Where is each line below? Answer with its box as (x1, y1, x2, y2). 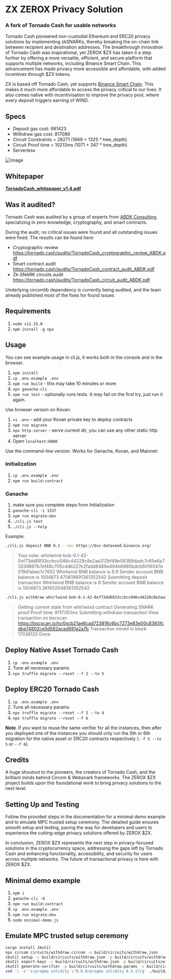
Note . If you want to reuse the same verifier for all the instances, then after (5, 725, 162, 731)
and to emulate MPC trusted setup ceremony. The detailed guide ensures (5, 819, 159, 825)
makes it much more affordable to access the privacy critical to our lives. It (5, 87, 162, 93)
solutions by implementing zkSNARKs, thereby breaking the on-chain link (5, 39, 159, 45)
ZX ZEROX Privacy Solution (5, 4, 123, 15)
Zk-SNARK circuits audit (12, 271, 64, 277)
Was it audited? (5, 200, 56, 209)
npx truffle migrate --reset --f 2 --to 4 (12, 710, 104, 716)
